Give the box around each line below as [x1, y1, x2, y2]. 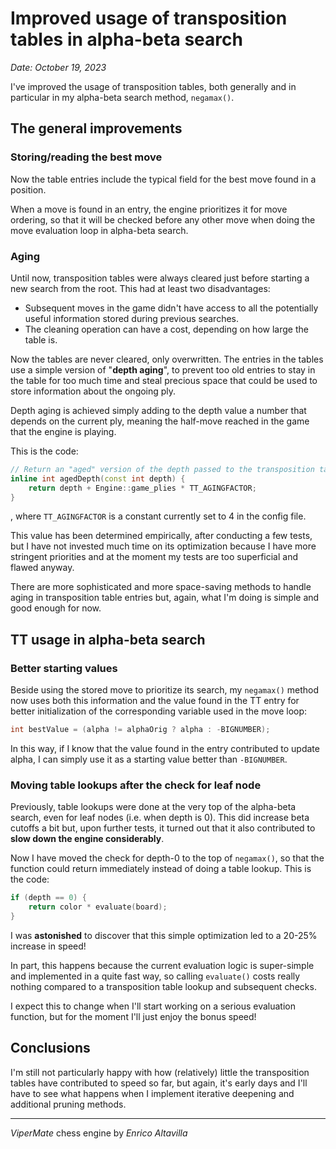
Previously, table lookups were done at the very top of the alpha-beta [10, 801, 297, 813]
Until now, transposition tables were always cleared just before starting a [10, 272, 310, 284]
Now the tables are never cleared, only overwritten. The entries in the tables [10, 353, 324, 365]
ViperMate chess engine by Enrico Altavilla [10, 1127, 188, 1139]
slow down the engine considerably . [10, 833, 165, 845]
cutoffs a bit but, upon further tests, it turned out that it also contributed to [10, 822, 316, 834]
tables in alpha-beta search [10, 28, 243, 51]
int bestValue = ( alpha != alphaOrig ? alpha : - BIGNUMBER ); [10, 725, 271, 735]
